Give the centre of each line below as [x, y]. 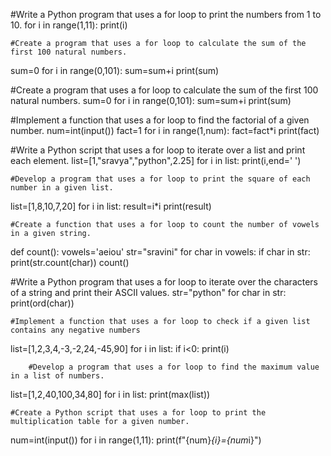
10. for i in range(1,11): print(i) [69, 25]
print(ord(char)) [42, 303]
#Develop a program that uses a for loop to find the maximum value [174, 367]
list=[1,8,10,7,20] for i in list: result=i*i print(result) [111, 206]
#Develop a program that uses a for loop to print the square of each [160, 179]
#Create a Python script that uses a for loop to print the [138, 413]
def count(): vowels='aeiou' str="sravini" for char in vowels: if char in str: [160, 252]
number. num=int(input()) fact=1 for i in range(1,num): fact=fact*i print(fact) [165, 130]
